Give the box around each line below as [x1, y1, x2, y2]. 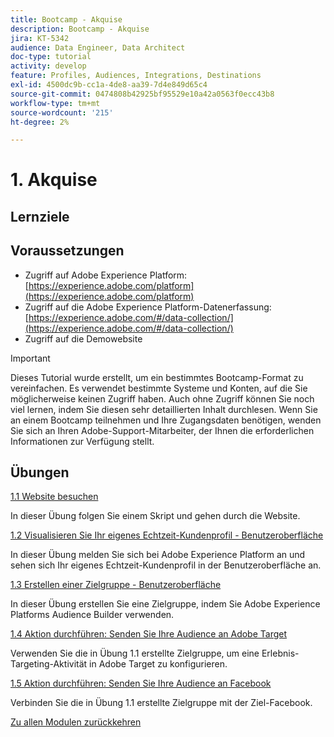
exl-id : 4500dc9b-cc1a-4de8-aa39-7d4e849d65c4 [10, 80, 208, 90]
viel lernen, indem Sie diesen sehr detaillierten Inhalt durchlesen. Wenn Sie [10, 403, 318, 415]
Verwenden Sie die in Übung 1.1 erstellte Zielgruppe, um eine [10, 647, 260, 660]
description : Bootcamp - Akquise [10, 24, 150, 34]
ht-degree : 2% [10, 117, 70, 127]
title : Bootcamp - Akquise [10, 14, 123, 25]
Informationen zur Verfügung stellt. [10, 435, 155, 447]
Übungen [10, 464, 70, 481]
